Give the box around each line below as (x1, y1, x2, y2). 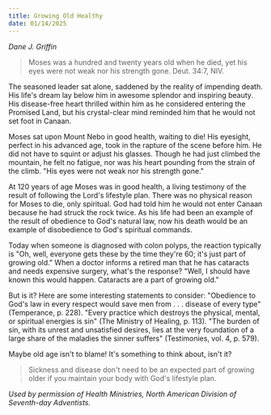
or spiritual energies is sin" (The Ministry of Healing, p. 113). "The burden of (8, 316, 260, 326)
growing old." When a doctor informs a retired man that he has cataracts (8, 257, 249, 267)
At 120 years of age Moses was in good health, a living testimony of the (8, 181, 247, 191)
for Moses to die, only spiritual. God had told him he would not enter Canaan (8, 199, 263, 209)
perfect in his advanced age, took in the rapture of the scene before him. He (8, 140, 262, 150)
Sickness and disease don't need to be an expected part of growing (28, 365, 255, 375)
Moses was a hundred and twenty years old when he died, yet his (28, 57, 248, 67)
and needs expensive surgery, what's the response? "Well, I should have (8, 266, 251, 276)
